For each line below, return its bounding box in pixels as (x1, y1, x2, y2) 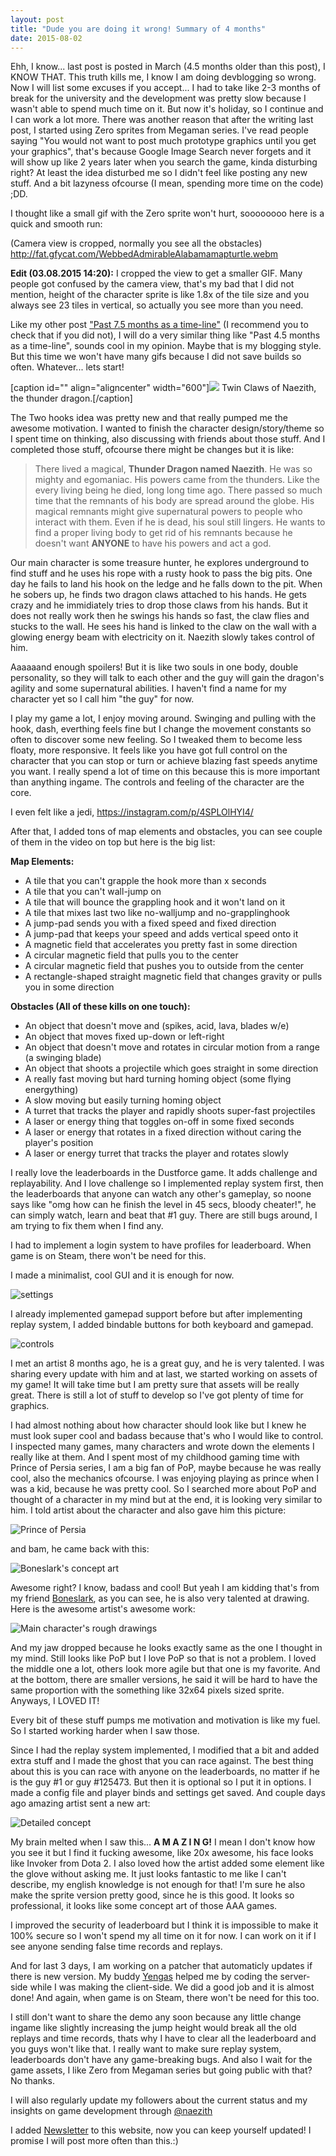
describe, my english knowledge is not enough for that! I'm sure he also (10, 1879, 306, 1891)
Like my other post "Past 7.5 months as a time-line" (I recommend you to (10, 319, 309, 331)
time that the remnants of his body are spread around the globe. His (34, 495, 315, 507)
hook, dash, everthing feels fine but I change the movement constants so (10, 723, 312, 735)
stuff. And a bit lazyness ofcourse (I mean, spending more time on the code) (10, 177, 324, 190)
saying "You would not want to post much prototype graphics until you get (10, 135, 317, 147)
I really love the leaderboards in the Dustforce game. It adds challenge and (10, 1167, 318, 1179)
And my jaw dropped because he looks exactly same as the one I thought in (10, 1642, 323, 1654)
